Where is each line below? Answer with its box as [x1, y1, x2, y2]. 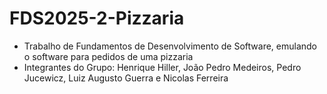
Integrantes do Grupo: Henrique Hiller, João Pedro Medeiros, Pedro [23, 61, 302, 73]
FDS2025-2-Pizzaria [9, 7, 185, 30]
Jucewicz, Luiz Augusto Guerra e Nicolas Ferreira [23, 72, 229, 84]
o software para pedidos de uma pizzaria [23, 50, 194, 62]
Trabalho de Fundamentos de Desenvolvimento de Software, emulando [23, 40, 318, 52]
